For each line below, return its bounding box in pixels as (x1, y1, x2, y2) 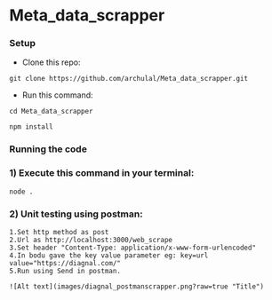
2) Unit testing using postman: (9, 208, 144, 220)
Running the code (9, 143, 87, 155)
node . (9, 187, 34, 196)
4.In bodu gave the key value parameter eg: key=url (9, 251, 209, 260)
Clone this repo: (21, 57, 81, 67)
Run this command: (21, 90, 93, 100)
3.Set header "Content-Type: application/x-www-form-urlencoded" (9, 243, 256, 252)
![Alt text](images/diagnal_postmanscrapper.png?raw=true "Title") (9, 282, 265, 291)
